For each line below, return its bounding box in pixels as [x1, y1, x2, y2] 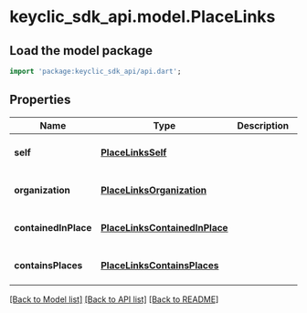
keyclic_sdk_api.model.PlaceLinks [9, 6, 276, 27]
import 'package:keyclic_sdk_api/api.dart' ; [9, 67, 182, 76]
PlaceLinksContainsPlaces [100, 258, 219, 271]
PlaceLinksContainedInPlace [100, 221, 228, 234]
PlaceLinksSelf [100, 146, 167, 159]
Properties [9, 92, 71, 108]
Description [237, 119, 290, 131]
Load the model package [9, 43, 153, 58]
